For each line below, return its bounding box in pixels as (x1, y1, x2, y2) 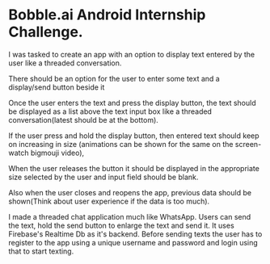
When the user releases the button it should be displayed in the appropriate (8, 163, 260, 173)
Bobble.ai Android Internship (8, 6, 206, 24)
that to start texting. (8, 246, 74, 256)
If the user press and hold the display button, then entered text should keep (8, 131, 260, 140)
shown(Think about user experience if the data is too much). (8, 196, 210, 206)
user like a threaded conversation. (8, 58, 122, 68)
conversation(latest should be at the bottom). (8, 115, 159, 124)
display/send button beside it (8, 82, 105, 92)
